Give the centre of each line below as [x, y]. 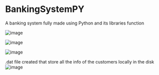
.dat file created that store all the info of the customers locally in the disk [80, 61]
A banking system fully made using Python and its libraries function [74, 23]
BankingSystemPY [45, 9]
